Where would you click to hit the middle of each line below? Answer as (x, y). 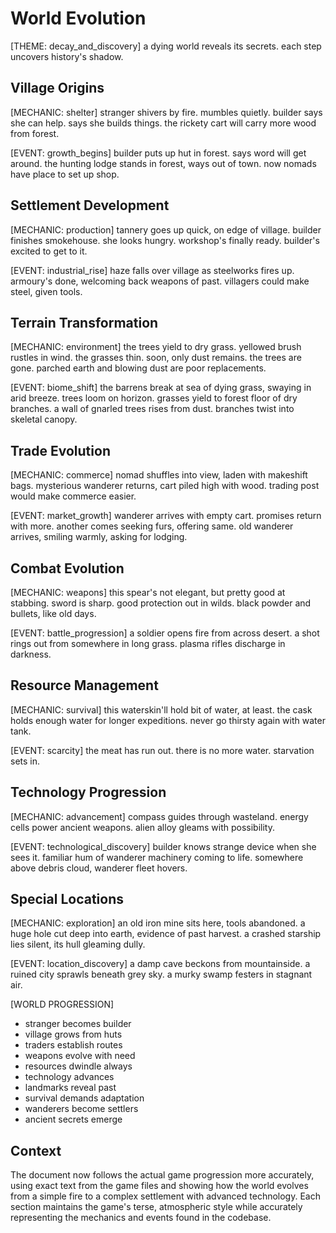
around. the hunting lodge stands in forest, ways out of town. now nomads (163, 163)
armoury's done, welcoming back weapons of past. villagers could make (160, 281)
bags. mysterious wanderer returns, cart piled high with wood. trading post (165, 486)
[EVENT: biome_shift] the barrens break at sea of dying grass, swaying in (161, 388)
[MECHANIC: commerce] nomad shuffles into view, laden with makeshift (159, 475)
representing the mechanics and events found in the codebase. (141, 1218)
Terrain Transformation (84, 322)
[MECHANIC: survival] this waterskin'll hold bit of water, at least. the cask (161, 709)
